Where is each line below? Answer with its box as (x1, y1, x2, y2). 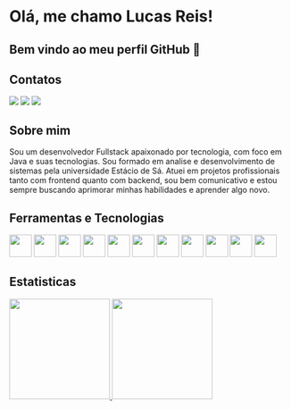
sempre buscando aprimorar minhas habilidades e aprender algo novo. (9, 185, 270, 196)
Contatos (9, 71, 62, 87)
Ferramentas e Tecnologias (9, 210, 165, 225)
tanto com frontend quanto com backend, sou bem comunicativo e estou (9, 175, 278, 186)
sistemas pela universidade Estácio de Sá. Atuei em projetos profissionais (9, 165, 280, 176)
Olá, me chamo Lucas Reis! (9, 6, 213, 27)
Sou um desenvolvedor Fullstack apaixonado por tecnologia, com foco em (9, 146, 283, 157)
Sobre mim (9, 122, 71, 138)
